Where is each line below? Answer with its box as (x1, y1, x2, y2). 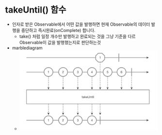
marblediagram (12, 45, 43, 51)
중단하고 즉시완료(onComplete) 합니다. (21, 27, 96, 33)
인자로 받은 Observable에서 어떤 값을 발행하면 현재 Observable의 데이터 (12, 21, 150, 27)
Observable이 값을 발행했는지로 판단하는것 (19, 39, 101, 45)
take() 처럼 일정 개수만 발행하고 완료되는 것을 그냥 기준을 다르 (19, 33, 136, 39)
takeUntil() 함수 (5, 4, 66, 15)
